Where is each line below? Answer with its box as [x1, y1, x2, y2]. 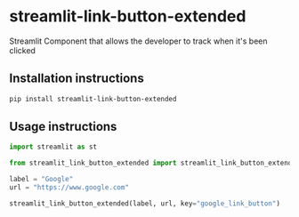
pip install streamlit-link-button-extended [9, 94, 177, 103]
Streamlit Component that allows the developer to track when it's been [9, 36, 268, 46]
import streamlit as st [9, 142, 98, 152]
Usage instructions [9, 119, 117, 134]
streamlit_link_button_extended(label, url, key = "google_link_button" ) [9, 198, 280, 208]
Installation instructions [9, 71, 144, 86]
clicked [9, 44, 36, 55]
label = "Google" [9, 175, 74, 184]
